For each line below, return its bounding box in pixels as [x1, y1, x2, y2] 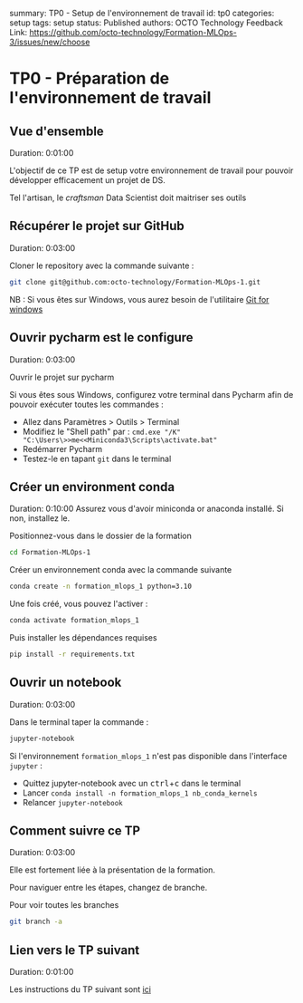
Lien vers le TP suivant [9, 942, 140, 958]
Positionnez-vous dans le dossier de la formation [9, 530, 192, 542]
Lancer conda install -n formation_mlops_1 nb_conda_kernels [22, 787, 258, 798]
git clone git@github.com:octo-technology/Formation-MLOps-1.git [9, 277, 260, 286]
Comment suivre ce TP [9, 823, 141, 838]
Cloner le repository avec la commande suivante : [9, 260, 194, 271]
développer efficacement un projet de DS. [9, 175, 166, 185]
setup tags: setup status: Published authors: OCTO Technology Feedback [9, 17, 283, 28]
